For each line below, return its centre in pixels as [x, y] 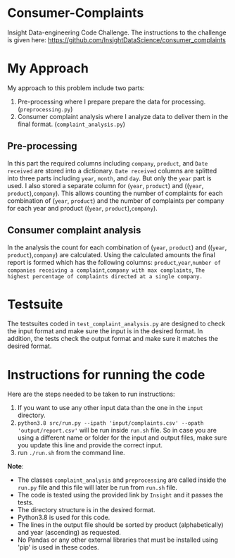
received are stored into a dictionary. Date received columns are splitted [112, 170]
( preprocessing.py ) [45, 109]
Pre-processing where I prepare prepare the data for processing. [112, 101]
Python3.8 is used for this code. [64, 517]
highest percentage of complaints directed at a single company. [105, 276]
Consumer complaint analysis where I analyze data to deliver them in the [123, 116]
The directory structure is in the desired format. [86, 510]
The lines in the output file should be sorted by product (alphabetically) [120, 525]
